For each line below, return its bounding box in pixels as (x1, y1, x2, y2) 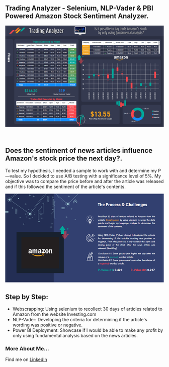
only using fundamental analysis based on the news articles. (12, 333, 138, 339)
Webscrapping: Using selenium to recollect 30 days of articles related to (12, 306, 162, 312)
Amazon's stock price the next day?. (5, 154, 122, 163)
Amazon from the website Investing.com (12, 311, 97, 317)
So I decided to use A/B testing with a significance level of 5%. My (23, 173, 161, 179)
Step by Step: (5, 293, 49, 301)
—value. (5, 173, 23, 179)
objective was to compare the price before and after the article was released (5, 178, 164, 184)
